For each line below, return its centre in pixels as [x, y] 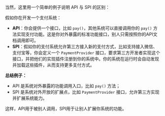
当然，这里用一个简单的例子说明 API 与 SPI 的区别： [57, 7]
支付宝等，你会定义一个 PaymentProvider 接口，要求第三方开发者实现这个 [86, 53]
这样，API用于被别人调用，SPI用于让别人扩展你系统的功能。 [66, 109]
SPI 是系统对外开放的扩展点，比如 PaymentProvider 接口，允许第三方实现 [86, 92]
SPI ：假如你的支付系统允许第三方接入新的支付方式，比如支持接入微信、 [85, 46]
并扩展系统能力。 [30, 98]
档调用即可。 [25, 40]
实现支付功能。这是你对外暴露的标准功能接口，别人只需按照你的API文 [87, 34]
